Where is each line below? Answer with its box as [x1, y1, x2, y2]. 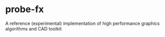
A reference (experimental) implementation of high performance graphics [5, 20, 160, 26]
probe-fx [5, 4, 44, 15]
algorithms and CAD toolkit [5, 25, 62, 31]
